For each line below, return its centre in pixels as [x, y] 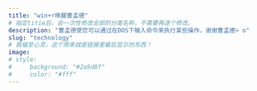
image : [19, 52]
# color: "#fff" [43, 74]
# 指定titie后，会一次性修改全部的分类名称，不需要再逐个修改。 [101, 23]
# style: [23, 60]
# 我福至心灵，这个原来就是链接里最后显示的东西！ [80, 45]
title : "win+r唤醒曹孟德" [48, 15]
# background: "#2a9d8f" [57, 67]
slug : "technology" [41, 38]
